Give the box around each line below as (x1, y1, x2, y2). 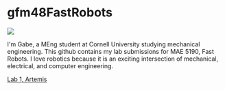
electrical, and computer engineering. (7, 61, 114, 70)
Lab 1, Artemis (7, 75, 47, 83)
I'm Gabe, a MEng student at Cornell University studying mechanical (7, 40, 200, 48)
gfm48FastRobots (7, 5, 113, 20)
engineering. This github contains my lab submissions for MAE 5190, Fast (7, 47, 215, 55)
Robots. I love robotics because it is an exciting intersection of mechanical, (7, 55, 218, 63)
